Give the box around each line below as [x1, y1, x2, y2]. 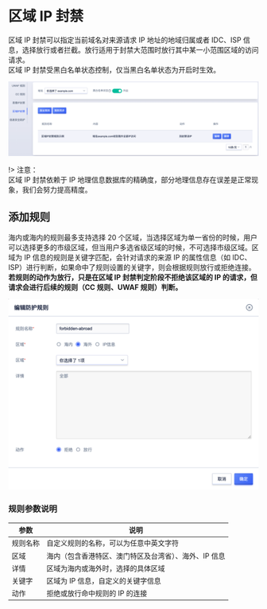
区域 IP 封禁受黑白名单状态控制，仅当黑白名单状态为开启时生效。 [8, 64, 221, 74]
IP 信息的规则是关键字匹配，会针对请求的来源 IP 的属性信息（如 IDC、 [23, 252, 252, 263]
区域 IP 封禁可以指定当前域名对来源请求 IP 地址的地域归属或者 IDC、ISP [8, 35, 242, 45]
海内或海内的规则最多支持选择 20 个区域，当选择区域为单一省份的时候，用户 [8, 232, 258, 243]
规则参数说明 [8, 503, 58, 514]
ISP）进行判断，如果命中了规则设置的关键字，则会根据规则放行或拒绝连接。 [8, 263, 256, 272]
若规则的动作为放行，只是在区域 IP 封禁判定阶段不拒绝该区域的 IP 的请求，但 [8, 272, 258, 283]
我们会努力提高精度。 [21, 185, 92, 194]
